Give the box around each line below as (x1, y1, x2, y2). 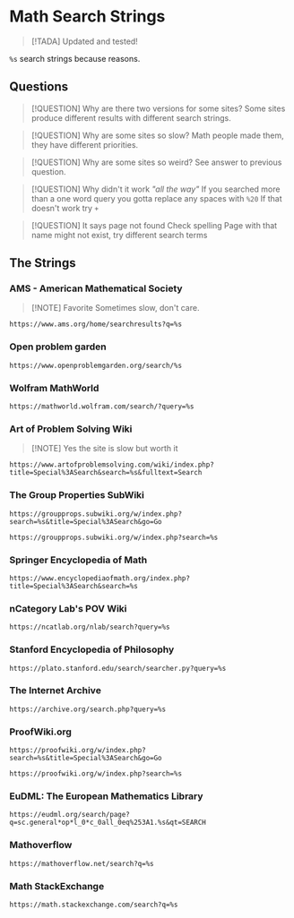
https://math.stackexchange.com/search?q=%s (9, 900, 178, 909)
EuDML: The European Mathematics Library (9, 790, 203, 802)
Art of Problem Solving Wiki (9, 423, 133, 435)
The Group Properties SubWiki (9, 489, 145, 502)
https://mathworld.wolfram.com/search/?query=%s (9, 402, 195, 411)
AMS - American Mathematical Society (9, 282, 183, 295)
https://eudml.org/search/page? (9, 811, 130, 819)
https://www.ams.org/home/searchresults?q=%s (9, 320, 182, 329)
